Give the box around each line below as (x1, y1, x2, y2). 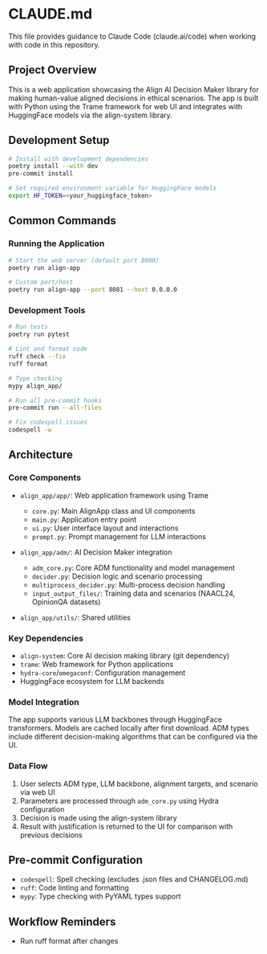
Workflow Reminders (8, 915, 116, 928)
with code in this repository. (8, 39, 100, 49)
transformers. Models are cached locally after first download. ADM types (8, 723, 250, 733)
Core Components (8, 472, 82, 483)
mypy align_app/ (8, 382, 63, 390)
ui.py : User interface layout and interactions (31, 523, 179, 533)
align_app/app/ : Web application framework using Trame (19, 490, 208, 500)
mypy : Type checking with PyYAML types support (19, 891, 182, 901)
